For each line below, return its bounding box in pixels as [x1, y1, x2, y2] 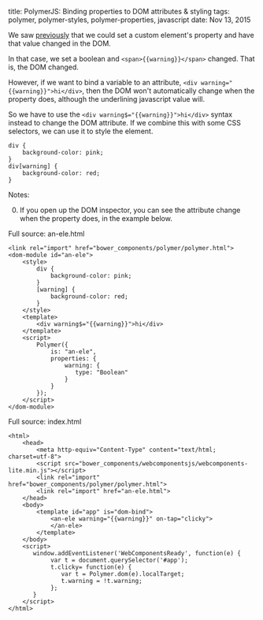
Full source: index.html [8, 417, 82, 426]
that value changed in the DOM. [8, 39, 112, 48]
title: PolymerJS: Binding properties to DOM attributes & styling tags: [8, 7, 230, 16]
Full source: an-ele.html [8, 229, 85, 238]
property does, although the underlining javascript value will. [8, 95, 206, 103]
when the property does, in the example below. [19, 214, 173, 223]
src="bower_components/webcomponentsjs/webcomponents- [64, 460, 248, 468]
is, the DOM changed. [8, 62, 79, 72]
